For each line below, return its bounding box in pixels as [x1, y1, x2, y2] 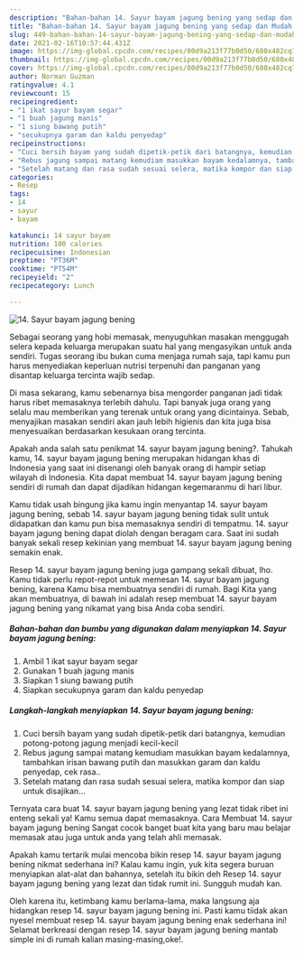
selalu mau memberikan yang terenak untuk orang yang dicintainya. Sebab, [9, 406, 290, 417]
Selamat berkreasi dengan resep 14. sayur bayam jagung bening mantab [9, 924, 279, 935]
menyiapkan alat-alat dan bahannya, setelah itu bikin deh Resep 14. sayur [9, 868, 282, 879]
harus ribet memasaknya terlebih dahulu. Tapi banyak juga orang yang [9, 396, 271, 407]
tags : [9, 190, 30, 199]
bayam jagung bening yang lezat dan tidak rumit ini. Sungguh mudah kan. [9, 877, 282, 889]
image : [9, 47, 34, 56]
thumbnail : [9, 55, 50, 64]
